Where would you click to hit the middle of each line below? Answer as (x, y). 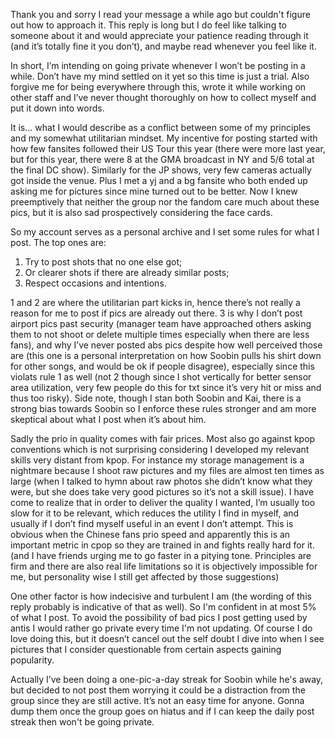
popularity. (32, 660)
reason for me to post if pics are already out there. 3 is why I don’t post (156, 313)
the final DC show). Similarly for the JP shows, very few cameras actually (161, 170)
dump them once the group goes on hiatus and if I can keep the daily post (162, 711)
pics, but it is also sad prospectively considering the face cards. (141, 212)
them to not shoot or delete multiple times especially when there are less (160, 334)
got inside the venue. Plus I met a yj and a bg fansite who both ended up (159, 180)
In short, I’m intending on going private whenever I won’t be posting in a (158, 65)
